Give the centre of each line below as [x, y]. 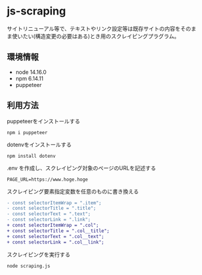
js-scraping [36, 11]
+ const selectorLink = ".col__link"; [55, 242]
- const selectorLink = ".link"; [49, 220]
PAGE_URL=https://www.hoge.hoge [47, 180]
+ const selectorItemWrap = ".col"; [53, 225]
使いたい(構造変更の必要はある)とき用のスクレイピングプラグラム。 [96, 36]
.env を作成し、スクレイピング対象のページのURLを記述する [81, 168]
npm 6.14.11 [30, 78]
